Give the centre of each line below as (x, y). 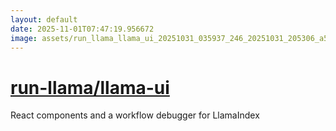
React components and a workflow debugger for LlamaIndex (135, 115)
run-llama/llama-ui (90, 87)
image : (24, 38)
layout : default (44, 19)
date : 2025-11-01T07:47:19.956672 (82, 29)
